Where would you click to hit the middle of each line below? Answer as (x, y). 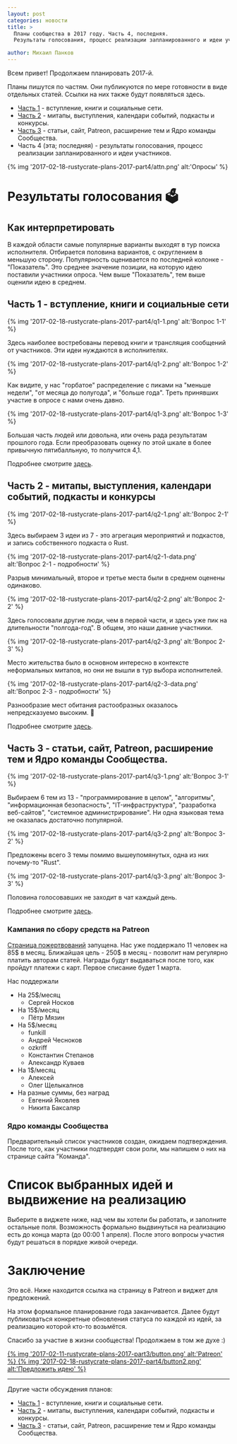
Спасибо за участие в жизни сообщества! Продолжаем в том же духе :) (116, 1340)
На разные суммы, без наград (63, 1093)
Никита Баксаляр (54, 1107)
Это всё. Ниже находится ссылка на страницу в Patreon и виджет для (113, 1290)
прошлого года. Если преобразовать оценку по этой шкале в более (109, 442)
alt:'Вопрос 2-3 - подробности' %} (59, 691)
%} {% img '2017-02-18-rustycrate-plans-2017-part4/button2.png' (104, 1361)
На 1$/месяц (36, 1070)
